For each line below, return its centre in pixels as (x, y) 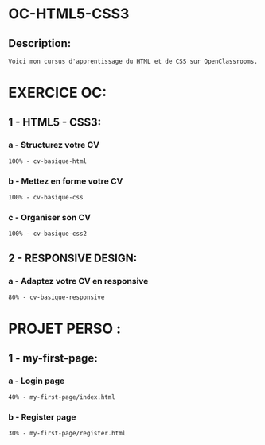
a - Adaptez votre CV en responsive (78, 281)
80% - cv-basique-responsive (57, 298)
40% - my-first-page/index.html (62, 397)
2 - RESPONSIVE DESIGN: (73, 258)
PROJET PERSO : (65, 329)
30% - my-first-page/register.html (67, 434)
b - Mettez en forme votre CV (66, 181)
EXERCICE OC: (58, 93)
